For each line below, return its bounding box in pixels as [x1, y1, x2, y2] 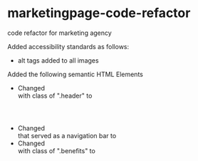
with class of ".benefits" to [17, 146, 96, 155]
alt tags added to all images [17, 56, 99, 65]
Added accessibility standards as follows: [7, 42, 130, 51]
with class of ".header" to [17, 91, 93, 100]
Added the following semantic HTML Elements [7, 70, 144, 78]
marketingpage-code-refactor [7, 5, 191, 21]
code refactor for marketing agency [7, 28, 112, 37]
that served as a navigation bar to [17, 131, 117, 140]
